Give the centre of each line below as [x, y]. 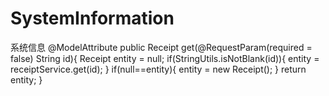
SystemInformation [92, 18]
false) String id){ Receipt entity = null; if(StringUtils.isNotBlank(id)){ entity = [165, 58]
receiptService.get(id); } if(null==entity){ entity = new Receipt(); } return [158, 69]
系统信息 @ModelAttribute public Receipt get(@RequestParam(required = [161, 47]
